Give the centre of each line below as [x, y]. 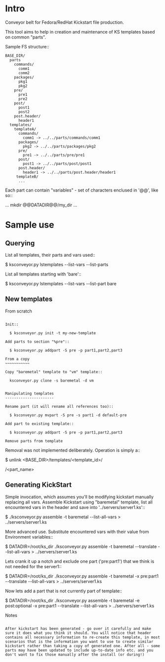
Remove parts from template [34, 441]
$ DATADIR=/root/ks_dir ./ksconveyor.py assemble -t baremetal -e [72, 600]
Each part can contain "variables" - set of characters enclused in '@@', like [82, 190]
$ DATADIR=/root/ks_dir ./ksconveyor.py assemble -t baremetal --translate [81, 546]
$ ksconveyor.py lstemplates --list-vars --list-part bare [61, 283]
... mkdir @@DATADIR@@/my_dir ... [41, 205]
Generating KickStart [38, 485]
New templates [29, 299]
